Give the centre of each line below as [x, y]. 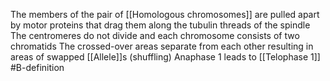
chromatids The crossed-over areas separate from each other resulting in [162, 46]
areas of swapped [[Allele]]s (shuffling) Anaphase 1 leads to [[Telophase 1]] [165, 57]
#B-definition [37, 67]
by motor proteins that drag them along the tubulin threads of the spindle [160, 25]
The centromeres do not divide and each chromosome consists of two [155, 35]
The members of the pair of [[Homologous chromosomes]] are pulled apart [165, 14]
